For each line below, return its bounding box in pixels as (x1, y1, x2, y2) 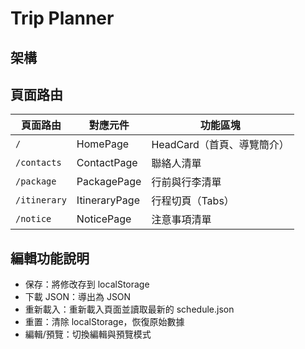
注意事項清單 (151, 213, 212, 227)
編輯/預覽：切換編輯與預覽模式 (24, 328, 152, 341)
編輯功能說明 (10, 250, 90, 267)
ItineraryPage (76, 193, 140, 207)
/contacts (15, 157, 62, 169)
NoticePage (76, 212, 132, 226)
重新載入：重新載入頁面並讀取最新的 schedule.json (24, 303, 235, 316)
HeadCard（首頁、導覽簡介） (151, 138, 290, 152)
